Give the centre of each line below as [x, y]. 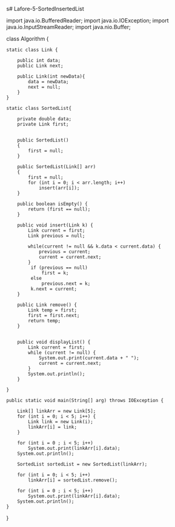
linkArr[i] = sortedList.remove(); [73, 480]
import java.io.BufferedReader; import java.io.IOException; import [87, 20]
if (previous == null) [59, 268]
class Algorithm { [28, 39]
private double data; [44, 119]
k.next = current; [54, 289]
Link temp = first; [53, 310]
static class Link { [32, 50]
